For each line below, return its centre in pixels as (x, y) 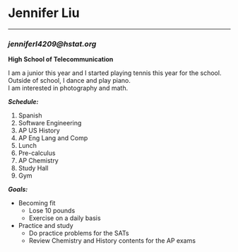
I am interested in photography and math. (68, 88)
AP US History (39, 131)
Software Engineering (50, 123)
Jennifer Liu (44, 13)
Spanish (30, 115)
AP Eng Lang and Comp (53, 138)
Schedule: (23, 102)
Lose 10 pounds (52, 211)
